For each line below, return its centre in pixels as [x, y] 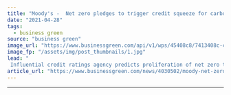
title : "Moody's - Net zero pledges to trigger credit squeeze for [107, 13]
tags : [15, 26]
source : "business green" [44, 39]
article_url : [26, 71]
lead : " [18, 59]
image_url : [23, 45]
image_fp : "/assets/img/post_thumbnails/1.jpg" [77, 52]
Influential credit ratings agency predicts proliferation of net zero [115, 65]
